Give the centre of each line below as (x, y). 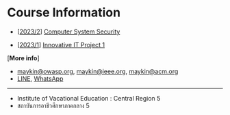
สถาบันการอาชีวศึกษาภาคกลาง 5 (53, 105)
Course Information (64, 13)
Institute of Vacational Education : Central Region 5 (89, 98)
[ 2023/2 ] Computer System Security (68, 31)
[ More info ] (23, 58)
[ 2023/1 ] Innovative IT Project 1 (61, 44)
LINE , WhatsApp (40, 78)
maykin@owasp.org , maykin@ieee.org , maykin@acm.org (98, 71)
